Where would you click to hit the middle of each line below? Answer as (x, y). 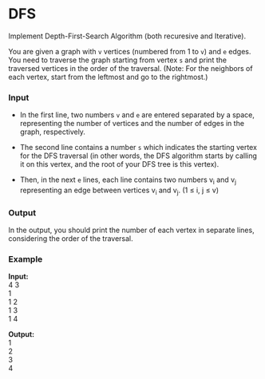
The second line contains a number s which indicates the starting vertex (138, 148)
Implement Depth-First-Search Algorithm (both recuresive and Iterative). (127, 36)
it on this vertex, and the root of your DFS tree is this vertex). (119, 164)
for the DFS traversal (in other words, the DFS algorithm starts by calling (138, 156)
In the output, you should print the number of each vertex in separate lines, (131, 230)
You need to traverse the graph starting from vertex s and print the (118, 60)
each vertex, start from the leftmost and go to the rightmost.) (108, 77)
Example (26, 259)
